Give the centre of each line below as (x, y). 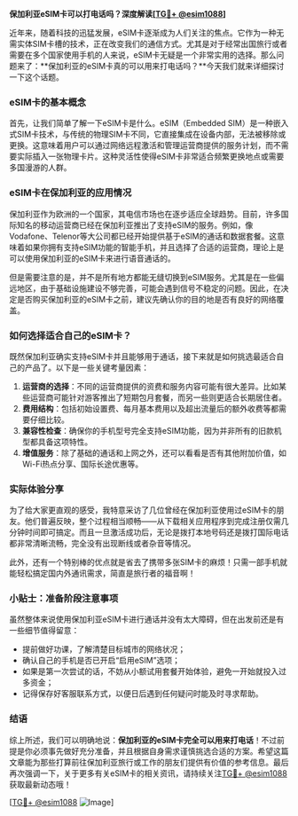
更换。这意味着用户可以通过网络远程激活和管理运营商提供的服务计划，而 (141, 145)
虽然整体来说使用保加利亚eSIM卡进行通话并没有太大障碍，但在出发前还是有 (147, 619)
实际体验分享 (37, 489)
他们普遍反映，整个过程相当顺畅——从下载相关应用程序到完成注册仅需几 (157, 522)
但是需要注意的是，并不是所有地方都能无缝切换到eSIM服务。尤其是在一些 (143, 277)
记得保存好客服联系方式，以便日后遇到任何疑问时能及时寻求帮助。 (142, 694)
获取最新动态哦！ (40, 784)
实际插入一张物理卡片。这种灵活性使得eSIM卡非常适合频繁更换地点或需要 (150, 157)
